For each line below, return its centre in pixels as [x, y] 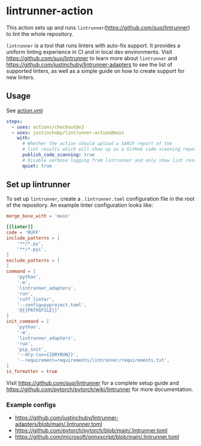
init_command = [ [28, 322]
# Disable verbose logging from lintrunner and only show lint [103, 160]
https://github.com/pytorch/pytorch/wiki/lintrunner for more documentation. [100, 389]
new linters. [20, 77]
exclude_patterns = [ [33, 260]
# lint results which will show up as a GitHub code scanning [101, 149]
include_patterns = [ [33, 238]
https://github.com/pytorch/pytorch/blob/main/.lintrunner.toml [91, 430]
